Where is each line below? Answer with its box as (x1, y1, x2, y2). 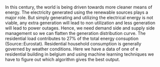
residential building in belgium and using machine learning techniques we (5, 51, 154, 57)
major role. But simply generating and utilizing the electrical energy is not (5, 15, 154, 20)
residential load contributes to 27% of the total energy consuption (5, 35, 139, 41)
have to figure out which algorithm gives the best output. (5, 57, 120, 62)
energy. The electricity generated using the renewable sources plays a (5, 9, 149, 15)
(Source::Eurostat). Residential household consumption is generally (5, 41, 142, 46)
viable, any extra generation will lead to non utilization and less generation (5, 20, 156, 26)
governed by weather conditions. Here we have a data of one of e (5, 46, 139, 52)
